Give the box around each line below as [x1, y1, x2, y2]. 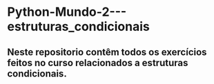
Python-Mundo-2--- [7, 4, 127, 20]
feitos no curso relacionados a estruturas [7, 56, 188, 69]
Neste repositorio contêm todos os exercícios [7, 46, 207, 58]
